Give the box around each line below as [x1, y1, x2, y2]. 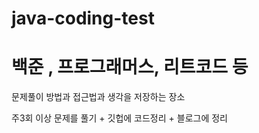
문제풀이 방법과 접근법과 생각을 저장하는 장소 [11, 91, 186, 103]
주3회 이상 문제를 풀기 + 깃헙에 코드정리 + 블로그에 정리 [11, 112, 228, 124]
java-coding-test [11, 7, 155, 30]
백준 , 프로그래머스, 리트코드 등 [11, 56, 249, 79]
